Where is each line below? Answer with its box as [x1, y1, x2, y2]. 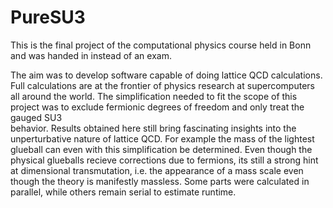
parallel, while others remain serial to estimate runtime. [10, 186, 237, 198]
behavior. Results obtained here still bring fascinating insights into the [10, 122, 297, 134]
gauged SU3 [10, 111, 63, 123]
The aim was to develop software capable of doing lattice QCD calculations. [10, 69, 323, 81]
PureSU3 [10, 6, 86, 29]
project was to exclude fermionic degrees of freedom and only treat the [10, 101, 305, 113]
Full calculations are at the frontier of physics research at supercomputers [10, 79, 315, 91]
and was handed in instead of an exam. [10, 49, 172, 61]
